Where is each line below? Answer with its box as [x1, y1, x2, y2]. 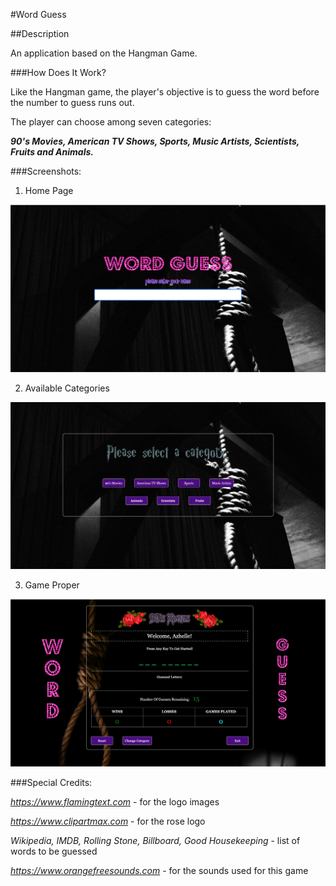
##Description [10, 28, 70, 39]
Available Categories [24, 382, 110, 394]
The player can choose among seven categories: [10, 116, 212, 128]
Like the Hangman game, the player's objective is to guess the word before [10, 86, 320, 98]
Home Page [24, 185, 74, 196]
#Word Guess [10, 9, 67, 20]
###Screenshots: [10, 165, 82, 177]
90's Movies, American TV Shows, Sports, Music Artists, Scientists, [10, 135, 300, 147]
